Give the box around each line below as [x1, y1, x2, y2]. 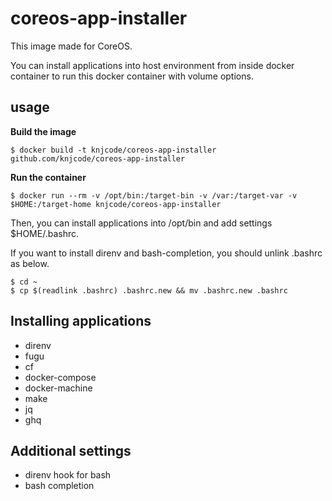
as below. [10, 257, 50, 269]
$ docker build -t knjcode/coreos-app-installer [10, 145, 217, 155]
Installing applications [10, 313, 152, 330]
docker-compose [24, 371, 97, 383]
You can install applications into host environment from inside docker [10, 59, 295, 71]
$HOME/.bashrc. [10, 227, 79, 239]
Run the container [10, 171, 87, 183]
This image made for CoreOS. [10, 40, 133, 52]
